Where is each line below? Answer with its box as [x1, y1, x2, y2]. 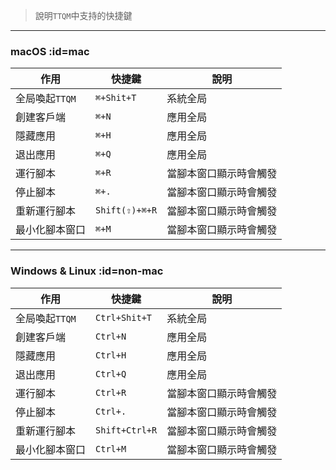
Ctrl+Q [95, 368, 127, 379]
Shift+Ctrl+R [95, 424, 158, 436]
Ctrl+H [95, 349, 127, 361]
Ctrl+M [95, 443, 127, 454]
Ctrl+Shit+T [95, 312, 153, 323]
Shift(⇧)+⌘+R [95, 205, 158, 216]
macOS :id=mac [10, 44, 90, 58]
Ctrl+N [95, 330, 127, 342]
